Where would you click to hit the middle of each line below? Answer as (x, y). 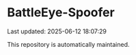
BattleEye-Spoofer (61, 13)
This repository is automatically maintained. (68, 44)
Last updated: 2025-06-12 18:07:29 (57, 31)
